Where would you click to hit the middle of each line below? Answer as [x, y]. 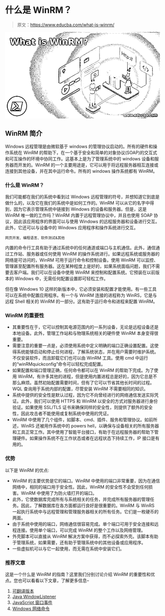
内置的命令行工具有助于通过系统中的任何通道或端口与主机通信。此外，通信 [80, 248]
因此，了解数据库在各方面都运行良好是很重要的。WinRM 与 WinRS [88, 505]
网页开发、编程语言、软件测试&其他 [35, 238]
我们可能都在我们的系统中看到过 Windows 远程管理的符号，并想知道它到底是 [82, 197]
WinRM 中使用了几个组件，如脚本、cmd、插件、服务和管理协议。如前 [82, 420]
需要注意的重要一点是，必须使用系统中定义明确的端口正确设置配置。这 [83, 346]
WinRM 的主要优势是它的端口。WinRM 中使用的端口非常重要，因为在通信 [86, 481]
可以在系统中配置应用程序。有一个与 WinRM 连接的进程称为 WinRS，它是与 [81, 295]
